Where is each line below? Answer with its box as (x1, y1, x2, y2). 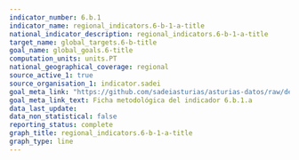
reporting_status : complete (9, 121, 114, 130)
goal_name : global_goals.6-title (9, 46, 133, 55)
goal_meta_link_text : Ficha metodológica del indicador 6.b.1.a (9, 95, 253, 105)
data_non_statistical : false (9, 112, 117, 121)
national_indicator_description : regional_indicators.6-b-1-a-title (9, 29, 269, 38)
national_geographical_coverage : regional (9, 63, 169, 72)
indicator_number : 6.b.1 (9, 12, 101, 22)
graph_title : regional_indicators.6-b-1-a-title (9, 129, 193, 138)
